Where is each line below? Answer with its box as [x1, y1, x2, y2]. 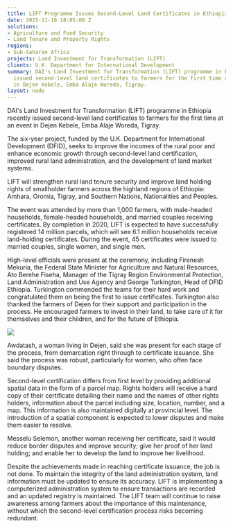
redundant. [7, 514, 39, 522]
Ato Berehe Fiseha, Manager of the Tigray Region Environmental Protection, [7, 271, 224, 279]
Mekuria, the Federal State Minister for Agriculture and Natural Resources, [7, 263, 219, 272]
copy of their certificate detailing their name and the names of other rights [7, 391, 219, 400]
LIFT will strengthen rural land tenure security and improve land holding [7, 177, 212, 186]
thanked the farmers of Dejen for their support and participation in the [7, 300, 207, 308]
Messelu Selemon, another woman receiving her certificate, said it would [7, 434, 216, 443]
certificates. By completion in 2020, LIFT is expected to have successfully [7, 220, 218, 229]
